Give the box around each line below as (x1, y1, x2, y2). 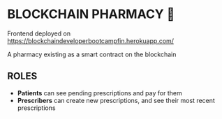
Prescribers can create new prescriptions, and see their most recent (17, 96, 215, 104)
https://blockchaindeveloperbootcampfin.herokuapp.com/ (7, 36, 175, 45)
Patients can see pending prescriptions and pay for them (17, 88, 183, 97)
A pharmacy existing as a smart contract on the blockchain (7, 50, 177, 58)
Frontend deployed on (7, 29, 71, 38)
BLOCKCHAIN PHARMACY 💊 (7, 6, 175, 22)
